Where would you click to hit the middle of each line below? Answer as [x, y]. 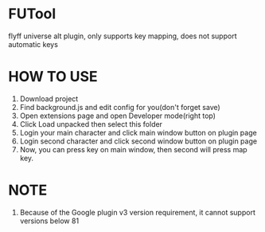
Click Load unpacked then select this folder [91, 124]
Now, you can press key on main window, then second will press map [134, 149]
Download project [49, 98]
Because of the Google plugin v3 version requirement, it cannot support [138, 212]
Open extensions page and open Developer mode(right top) [118, 116]
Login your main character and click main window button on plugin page [138, 132]
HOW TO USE [53, 77]
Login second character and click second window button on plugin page [138, 141]
